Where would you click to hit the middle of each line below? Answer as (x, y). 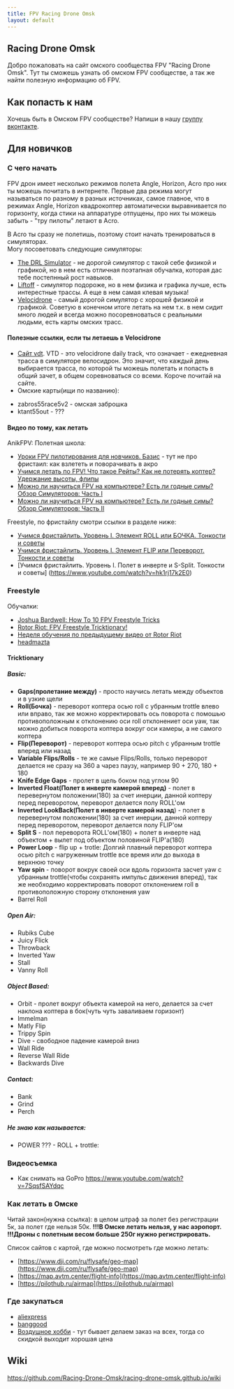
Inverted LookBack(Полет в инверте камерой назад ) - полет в (111, 810)
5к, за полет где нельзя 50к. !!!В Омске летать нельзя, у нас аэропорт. (115, 1226)
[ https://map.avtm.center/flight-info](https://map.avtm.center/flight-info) (122, 1276)
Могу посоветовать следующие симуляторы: (75, 249)
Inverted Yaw (36, 955)
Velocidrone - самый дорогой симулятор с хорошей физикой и (110, 299)
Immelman (32, 1019)
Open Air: (22, 915)
